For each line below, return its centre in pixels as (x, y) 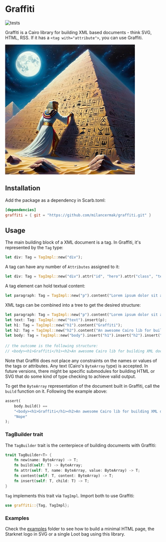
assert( (13, 401)
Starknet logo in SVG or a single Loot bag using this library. (65, 534)
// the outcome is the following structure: (52, 346)
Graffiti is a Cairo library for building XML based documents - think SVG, (79, 32)
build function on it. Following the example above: (56, 391)
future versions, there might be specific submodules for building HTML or (80, 371)
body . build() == (31, 406)
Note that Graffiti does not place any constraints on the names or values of (81, 361)
